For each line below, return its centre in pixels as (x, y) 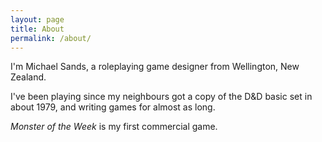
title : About (37, 29)
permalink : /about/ (51, 38)
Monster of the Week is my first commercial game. (114, 127)
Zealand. (28, 77)
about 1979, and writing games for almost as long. (113, 107)
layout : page (37, 19)
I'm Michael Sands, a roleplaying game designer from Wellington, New (155, 67)
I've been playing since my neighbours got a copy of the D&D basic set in (161, 97)
